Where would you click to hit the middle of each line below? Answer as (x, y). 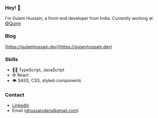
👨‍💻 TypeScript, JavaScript (38, 69)
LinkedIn (21, 105)
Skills (12, 59)
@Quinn (13, 23)
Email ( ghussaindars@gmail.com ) (45, 111)
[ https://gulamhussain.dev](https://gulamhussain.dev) (59, 47)
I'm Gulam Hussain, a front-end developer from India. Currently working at (79, 18)
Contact (15, 95)
